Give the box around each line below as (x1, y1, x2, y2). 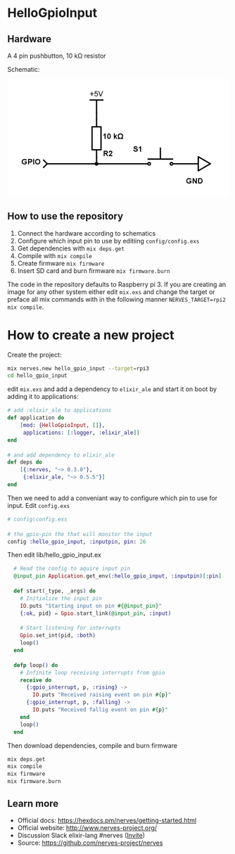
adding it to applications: (7, 393, 79, 401)
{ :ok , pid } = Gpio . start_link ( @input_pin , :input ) (20, 610, 172, 617)
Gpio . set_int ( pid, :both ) (20, 632, 96, 639)
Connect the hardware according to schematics (17, 229, 156, 237)
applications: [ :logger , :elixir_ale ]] (23, 429, 140, 436)
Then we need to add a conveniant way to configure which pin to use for (7, 494, 218, 502)
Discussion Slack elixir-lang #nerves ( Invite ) (17, 831, 146, 839)
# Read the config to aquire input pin (13, 565, 131, 573)
